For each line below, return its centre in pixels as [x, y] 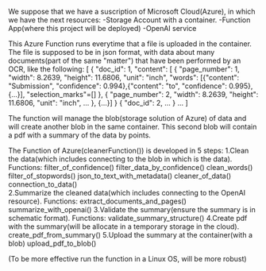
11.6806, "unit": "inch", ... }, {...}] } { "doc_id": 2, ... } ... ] [98, 103]
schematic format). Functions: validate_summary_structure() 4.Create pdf [128, 218]
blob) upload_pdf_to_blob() [52, 243]
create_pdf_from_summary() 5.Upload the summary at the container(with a [130, 235]
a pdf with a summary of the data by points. [79, 135]
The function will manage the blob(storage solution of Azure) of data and [127, 118]
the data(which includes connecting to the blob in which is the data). [120, 159]
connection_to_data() [43, 184]
